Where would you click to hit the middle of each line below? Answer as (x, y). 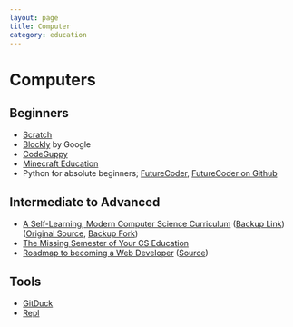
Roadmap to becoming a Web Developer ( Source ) (115, 253)
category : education (49, 35)
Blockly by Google (57, 144)
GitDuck (38, 303)
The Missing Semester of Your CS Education (105, 243)
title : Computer (40, 26)
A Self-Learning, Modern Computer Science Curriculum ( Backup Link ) (154, 224)
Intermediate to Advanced (85, 202)
